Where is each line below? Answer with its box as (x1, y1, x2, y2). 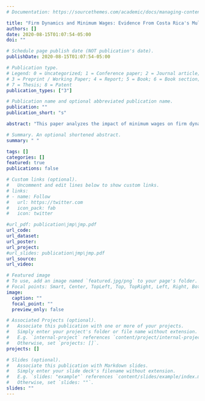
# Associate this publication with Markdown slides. (6, 363, 149, 369)
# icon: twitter (6, 211, 53, 217)
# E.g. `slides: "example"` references (6, 374, 113, 380)
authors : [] (6, 26, 37, 32)
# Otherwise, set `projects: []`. (6, 340, 99, 346)
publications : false (6, 165, 59, 172)
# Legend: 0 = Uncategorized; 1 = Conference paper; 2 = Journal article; (6, 70, 201, 76)
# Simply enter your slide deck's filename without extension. (6, 368, 176, 374)
